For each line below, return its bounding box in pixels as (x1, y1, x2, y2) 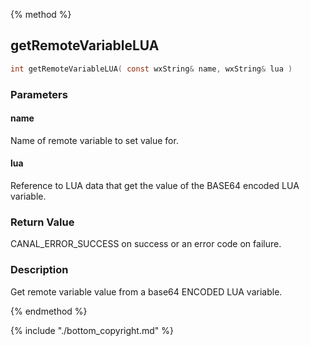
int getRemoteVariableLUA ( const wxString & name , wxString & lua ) (10, 64, 293, 74)
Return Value (10, 215, 75, 229)
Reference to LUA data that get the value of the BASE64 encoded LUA (10, 180, 300, 192)
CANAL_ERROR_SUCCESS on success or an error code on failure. (10, 238, 282, 250)
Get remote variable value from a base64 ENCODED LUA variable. (10, 285, 283, 298)
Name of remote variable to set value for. (10, 134, 179, 146)
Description (10, 263, 69, 277)
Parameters (10, 87, 68, 101)
